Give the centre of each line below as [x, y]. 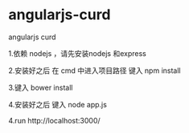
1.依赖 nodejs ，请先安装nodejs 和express [77, 53]
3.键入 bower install [41, 87]
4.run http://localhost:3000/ [54, 120]
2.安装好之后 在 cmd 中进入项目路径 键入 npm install [94, 71]
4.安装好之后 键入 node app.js [58, 104]
